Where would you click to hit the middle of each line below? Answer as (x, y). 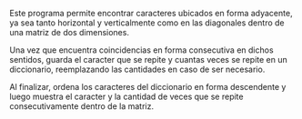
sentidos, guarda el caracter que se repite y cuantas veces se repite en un (149, 59)
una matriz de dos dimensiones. (70, 32)
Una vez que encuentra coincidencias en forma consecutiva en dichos (142, 50)
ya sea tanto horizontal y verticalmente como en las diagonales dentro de (147, 23)
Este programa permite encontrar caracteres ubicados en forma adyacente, (151, 13)
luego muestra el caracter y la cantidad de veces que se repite (126, 96)
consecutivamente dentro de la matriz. (82, 106)
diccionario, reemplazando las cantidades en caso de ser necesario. (137, 69)
